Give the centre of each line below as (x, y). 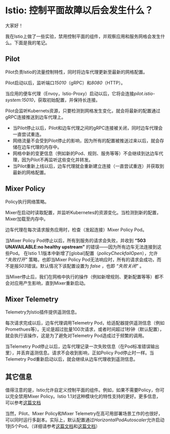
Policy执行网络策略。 (27, 201)
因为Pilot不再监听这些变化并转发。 (57, 160)
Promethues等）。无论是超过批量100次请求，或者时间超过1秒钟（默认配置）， (85, 329)
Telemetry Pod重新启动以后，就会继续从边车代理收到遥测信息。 (72, 359)
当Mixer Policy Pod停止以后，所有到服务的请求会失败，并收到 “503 (76, 240)
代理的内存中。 (46, 147)
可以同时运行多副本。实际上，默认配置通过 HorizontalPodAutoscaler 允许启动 (85, 420)
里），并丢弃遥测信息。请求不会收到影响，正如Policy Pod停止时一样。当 (80, 353)
